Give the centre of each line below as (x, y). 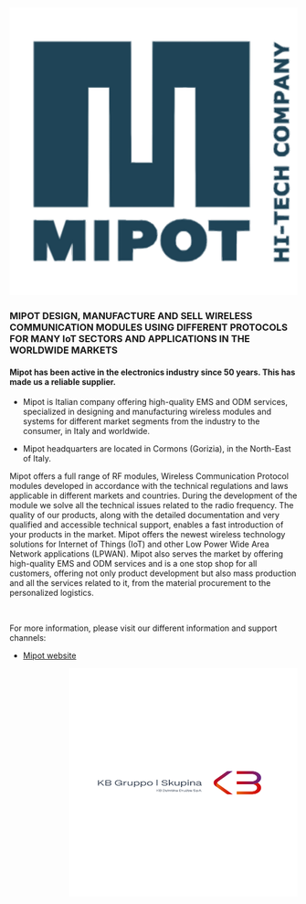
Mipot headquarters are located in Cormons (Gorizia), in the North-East (157, 449)
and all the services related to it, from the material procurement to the (140, 583)
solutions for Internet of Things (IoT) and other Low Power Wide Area (139, 544)
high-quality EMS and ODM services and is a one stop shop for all (133, 564)
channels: (28, 638)
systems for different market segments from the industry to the (141, 421)
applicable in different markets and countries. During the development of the (153, 495)
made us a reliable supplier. (63, 381)
